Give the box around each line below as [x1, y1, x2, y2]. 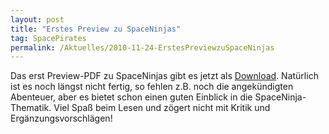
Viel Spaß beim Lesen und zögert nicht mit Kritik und [53, 102, 271, 114]
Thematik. [10, 102, 52, 114]
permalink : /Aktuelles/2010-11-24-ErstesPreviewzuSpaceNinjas [10, 42, 275, 53]
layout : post [10, 14, 65, 25]
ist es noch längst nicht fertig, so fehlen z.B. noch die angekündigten [10, 81, 294, 93]
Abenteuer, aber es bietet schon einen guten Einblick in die [10, 91, 253, 103]
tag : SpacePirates [10, 33, 87, 43]
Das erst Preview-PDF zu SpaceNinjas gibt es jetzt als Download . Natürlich [10, 70, 319, 82]
